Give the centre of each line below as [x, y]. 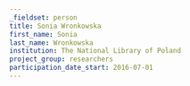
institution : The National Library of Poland [95, 51]
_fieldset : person [43, 17]
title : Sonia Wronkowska [55, 26]
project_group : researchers [62, 59]
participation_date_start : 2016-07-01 [81, 68]
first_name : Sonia [43, 34]
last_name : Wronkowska [51, 43]
